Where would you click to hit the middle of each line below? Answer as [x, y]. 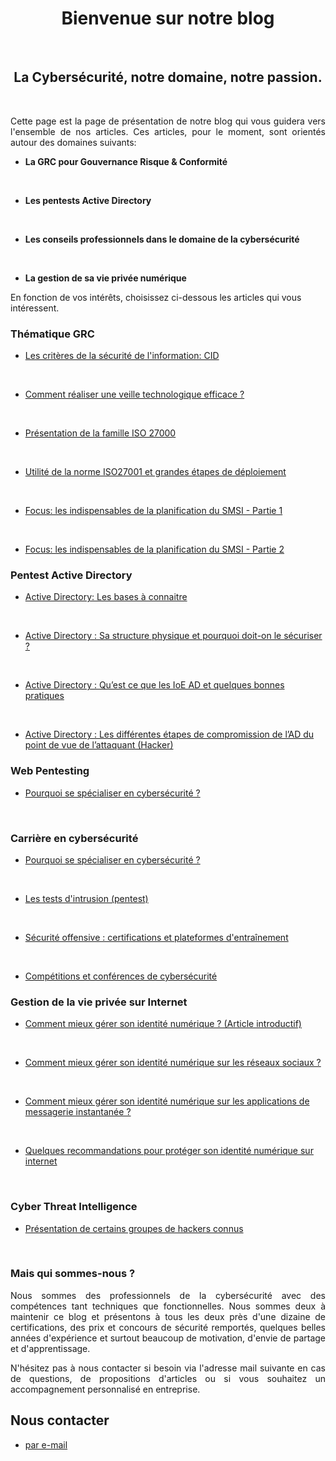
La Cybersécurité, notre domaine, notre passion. [168, 77]
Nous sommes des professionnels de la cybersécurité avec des [168, 1295]
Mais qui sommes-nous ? [73, 1274]
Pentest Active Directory [71, 575]
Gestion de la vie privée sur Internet [99, 1002]
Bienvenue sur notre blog [168, 18]
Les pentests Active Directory [88, 200]
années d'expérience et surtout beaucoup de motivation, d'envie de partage [168, 1338]
